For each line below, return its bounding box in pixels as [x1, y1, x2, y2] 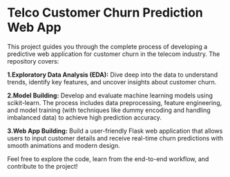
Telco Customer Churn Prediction [7, 5, 204, 21]
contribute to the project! [7, 162, 78, 170]
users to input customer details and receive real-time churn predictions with [7, 133, 223, 142]
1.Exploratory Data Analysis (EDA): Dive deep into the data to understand [7, 71, 218, 79]
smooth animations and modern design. [7, 141, 120, 149]
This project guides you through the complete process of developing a [7, 42, 208, 50]
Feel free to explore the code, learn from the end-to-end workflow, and [7, 154, 209, 163]
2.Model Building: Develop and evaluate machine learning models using [7, 91, 213, 100]
